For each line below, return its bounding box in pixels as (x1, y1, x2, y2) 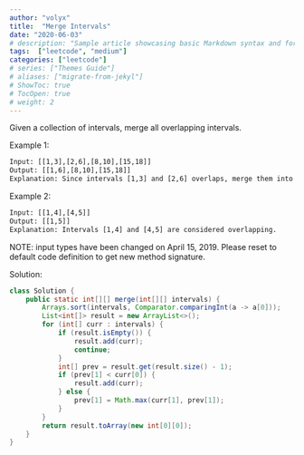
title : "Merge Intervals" (9, 22, 111, 31)
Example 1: (9, 140, 50, 150)
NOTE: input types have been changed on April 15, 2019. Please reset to (9, 241, 278, 252)
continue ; (73, 345, 111, 354)
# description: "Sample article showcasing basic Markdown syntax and (9, 38, 281, 48)
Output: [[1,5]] (9, 217, 71, 226)
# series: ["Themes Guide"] (9, 64, 116, 73)
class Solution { (9, 286, 75, 295)
